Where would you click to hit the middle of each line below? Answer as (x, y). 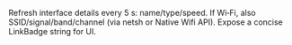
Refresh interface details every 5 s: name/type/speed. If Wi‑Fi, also (133, 13)
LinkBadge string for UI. (52, 31)
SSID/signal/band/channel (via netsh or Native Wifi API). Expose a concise (146, 22)
